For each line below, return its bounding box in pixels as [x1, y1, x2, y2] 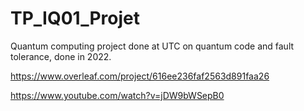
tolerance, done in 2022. [10, 50, 112, 62]
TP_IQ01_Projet [10, 7, 141, 30]
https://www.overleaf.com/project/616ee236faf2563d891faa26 [10, 70, 270, 82]
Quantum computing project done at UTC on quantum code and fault [10, 40, 295, 52]
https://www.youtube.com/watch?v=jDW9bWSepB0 [10, 89, 225, 101]
